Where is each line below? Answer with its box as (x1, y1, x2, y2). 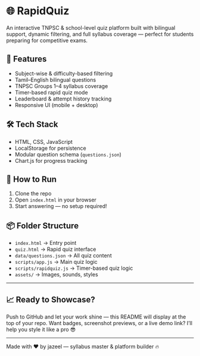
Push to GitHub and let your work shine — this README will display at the (6, 313, 186, 320)
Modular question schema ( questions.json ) (14, 150, 122, 158)
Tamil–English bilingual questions (14, 76, 96, 83)
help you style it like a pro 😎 (6, 326, 76, 333)
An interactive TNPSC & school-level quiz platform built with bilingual (6, 24, 176, 31)
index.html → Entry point (14, 240, 77, 247)
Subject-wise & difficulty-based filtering (14, 70, 113, 77)
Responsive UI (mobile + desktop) (14, 101, 98, 108)
